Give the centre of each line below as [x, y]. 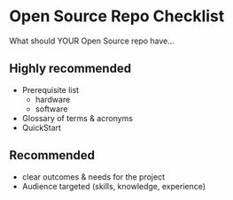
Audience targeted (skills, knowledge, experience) [114, 186]
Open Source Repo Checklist [117, 16]
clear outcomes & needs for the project [93, 177]
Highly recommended [70, 69]
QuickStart [42, 127]
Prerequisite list [50, 89]
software [51, 109]
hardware [53, 99]
